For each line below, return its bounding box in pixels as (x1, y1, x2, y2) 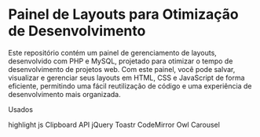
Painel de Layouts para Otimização (8, 5, 239, 23)
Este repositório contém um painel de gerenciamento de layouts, (8, 48, 218, 57)
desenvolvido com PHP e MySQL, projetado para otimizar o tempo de (8, 56, 233, 66)
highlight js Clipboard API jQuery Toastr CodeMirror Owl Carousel (8, 120, 220, 129)
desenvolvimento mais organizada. (8, 89, 121, 99)
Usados (8, 104, 34, 114)
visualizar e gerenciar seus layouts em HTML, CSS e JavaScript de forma (8, 73, 245, 82)
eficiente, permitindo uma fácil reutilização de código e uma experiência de (8, 81, 252, 91)
